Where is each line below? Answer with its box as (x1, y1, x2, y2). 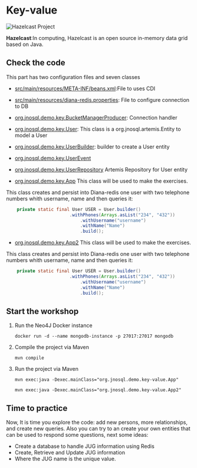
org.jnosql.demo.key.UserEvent (14, 154, 91, 162)
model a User (14, 131, 48, 139)
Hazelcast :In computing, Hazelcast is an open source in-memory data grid (6, 34, 188, 41)
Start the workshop (6, 306, 79, 316)
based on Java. (6, 41, 44, 48)
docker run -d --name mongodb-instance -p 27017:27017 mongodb (14, 334, 174, 340)
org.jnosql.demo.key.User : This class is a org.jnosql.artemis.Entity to (14, 125, 181, 133)
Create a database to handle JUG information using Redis (14, 443, 155, 450)
